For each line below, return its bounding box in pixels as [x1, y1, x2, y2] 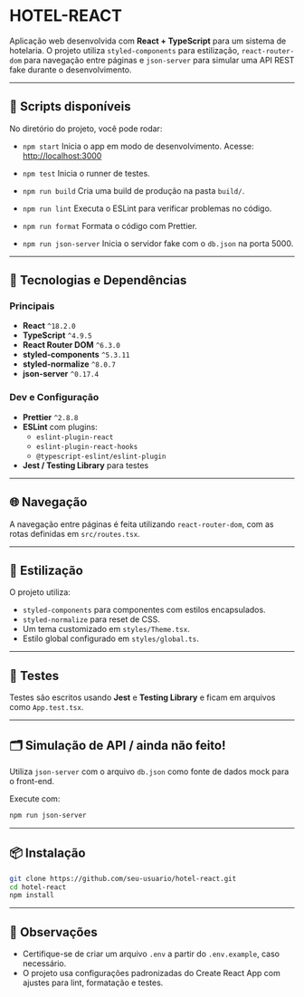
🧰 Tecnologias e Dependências [9, 273, 187, 288]
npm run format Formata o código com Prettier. [22, 220, 197, 231]
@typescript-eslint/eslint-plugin [35, 452, 166, 461]
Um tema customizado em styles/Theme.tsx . [22, 624, 190, 635]
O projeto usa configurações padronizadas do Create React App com [22, 968, 280, 979]
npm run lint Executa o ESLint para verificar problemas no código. [22, 203, 272, 214]
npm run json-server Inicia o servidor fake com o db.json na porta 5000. [22, 237, 294, 249]
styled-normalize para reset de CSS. [22, 614, 161, 625]
